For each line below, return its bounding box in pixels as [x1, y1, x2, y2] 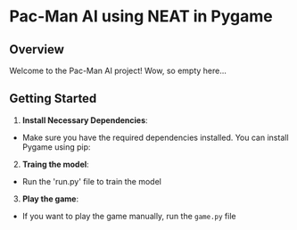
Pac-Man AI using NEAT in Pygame [9, 6, 274, 27]
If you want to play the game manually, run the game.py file [21, 210, 236, 221]
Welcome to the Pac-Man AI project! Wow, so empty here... [9, 65, 227, 76]
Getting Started [9, 91, 97, 106]
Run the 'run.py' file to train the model [21, 176, 162, 186]
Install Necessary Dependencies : [21, 114, 149, 126]
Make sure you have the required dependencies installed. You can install [21, 132, 289, 143]
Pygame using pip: [21, 141, 91, 152]
